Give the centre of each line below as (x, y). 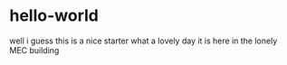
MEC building (34, 50)
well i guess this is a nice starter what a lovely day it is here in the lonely (143, 41)
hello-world (54, 16)
